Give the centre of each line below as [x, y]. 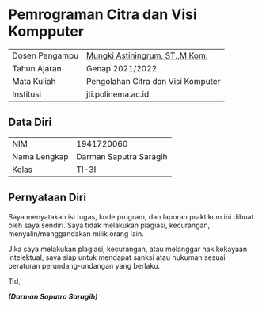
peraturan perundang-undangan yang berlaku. [84, 265]
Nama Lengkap [40, 156]
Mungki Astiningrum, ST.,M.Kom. [147, 55]
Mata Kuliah [34, 81]
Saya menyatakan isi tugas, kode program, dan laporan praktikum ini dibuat [131, 216]
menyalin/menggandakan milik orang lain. [76, 233]
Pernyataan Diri [47, 198]
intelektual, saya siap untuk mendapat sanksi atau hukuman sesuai [117, 257]
